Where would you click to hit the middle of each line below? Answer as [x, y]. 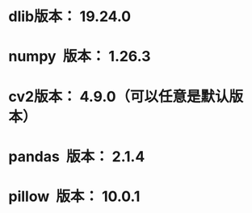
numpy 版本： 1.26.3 [80, 56]
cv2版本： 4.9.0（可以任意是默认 [119, 96]
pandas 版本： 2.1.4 [77, 156]
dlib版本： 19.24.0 [70, 17]
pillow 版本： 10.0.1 [74, 196]
